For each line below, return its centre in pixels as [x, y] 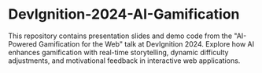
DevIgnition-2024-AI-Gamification [124, 14]
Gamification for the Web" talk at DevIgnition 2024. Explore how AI [147, 43]
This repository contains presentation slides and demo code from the [120, 36]
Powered [23, 43]
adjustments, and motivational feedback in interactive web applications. [124, 61]
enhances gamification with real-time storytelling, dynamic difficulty [118, 52]
